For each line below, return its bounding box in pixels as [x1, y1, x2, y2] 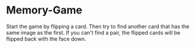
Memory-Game [6, 4, 83, 17]
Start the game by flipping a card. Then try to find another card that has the [6, 23, 190, 30]
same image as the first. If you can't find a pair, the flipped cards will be [6, 29, 181, 36]
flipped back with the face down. [6, 35, 86, 42]
